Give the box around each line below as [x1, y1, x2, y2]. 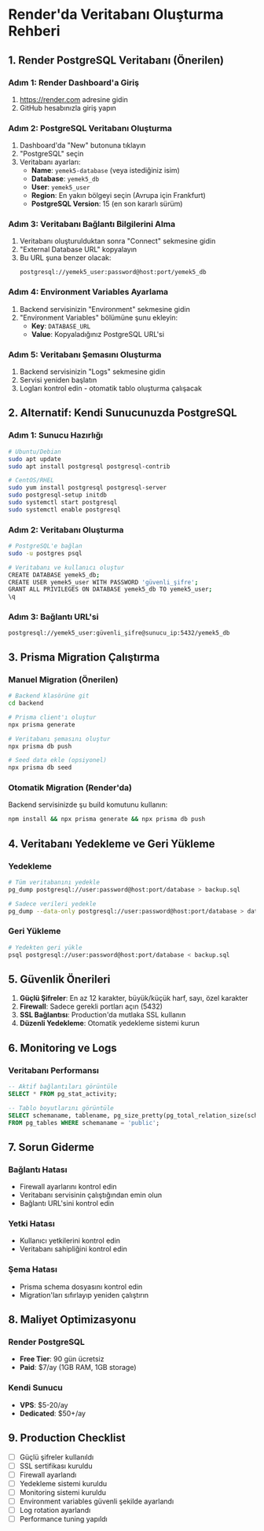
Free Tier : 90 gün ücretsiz [19, 1354, 104, 1364]
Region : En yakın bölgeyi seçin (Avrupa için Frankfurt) [31, 191, 206, 200]
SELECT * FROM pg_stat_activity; [8, 1090, 118, 1097]
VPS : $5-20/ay [19, 1400, 68, 1409]
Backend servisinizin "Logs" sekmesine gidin [19, 367, 166, 376]
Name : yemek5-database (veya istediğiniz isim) [31, 166, 181, 175]
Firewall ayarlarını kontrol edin [19, 1182, 117, 1192]
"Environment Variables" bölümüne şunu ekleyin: [19, 313, 178, 322]
